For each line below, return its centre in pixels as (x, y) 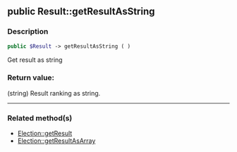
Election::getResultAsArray (56, 141)
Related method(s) (40, 118)
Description (28, 32)
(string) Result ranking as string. (54, 93)
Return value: (31, 78)
